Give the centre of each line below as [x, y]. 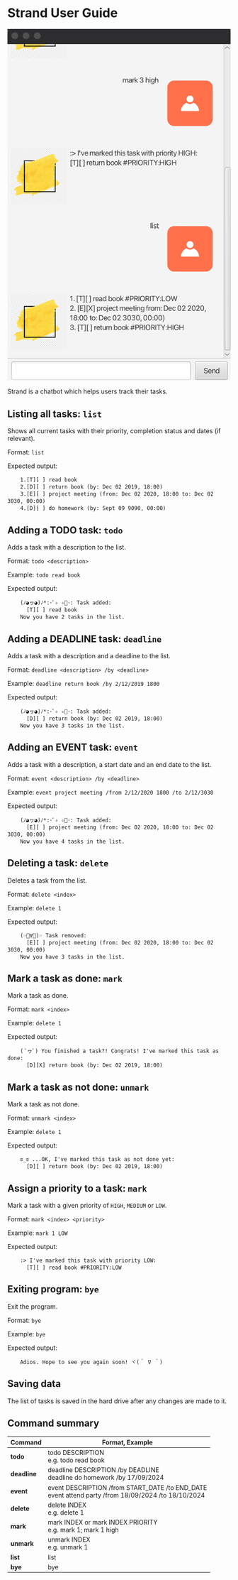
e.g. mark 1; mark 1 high [83, 1530]
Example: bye [27, 1334]
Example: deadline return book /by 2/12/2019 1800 [84, 683]
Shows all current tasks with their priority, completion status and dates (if [114, 431]
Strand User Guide [63, 13]
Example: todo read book [44, 575]
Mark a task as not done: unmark [78, 1087]
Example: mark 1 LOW [38, 1233]
